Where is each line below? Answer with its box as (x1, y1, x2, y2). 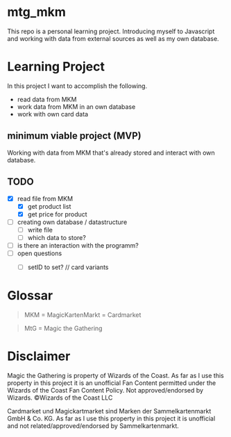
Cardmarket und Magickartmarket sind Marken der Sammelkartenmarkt (7, 406, 212, 415)
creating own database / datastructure (17, 218, 128, 226)
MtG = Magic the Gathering (24, 324, 103, 332)
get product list (27, 202, 71, 210)
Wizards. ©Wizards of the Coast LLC (7, 393, 113, 402)
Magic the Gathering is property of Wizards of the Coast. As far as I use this (7, 371, 224, 379)
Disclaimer (7, 348, 71, 364)
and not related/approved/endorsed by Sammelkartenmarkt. (7, 421, 179, 430)
